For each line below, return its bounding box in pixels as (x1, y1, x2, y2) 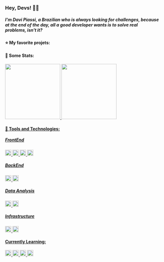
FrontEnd (5, 137, 24, 143)
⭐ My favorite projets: (5, 39, 50, 46)
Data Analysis (5, 188, 35, 194)
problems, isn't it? (5, 27, 43, 33)
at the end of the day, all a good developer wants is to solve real (5, 22, 138, 27)
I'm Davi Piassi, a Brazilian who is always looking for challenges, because (5, 17, 159, 23)
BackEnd (5, 162, 24, 168)
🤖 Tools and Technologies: (5, 126, 60, 131)
